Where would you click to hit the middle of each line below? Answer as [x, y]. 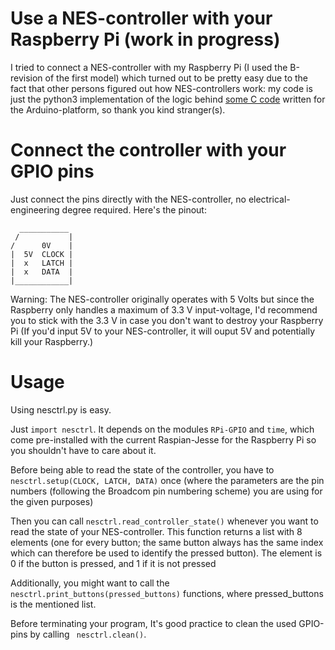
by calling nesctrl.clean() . [88, 634]
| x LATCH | [42, 263]
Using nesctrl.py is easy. [61, 409]
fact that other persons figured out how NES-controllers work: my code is [161, 88]
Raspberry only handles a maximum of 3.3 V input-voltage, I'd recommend [164, 309]
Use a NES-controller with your [141, 18]
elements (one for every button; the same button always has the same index [167, 542]
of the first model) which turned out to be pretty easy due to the [176, 78]
